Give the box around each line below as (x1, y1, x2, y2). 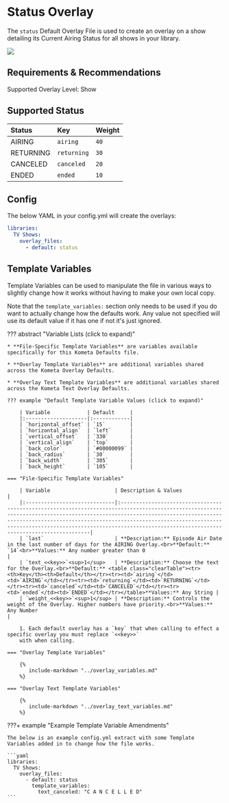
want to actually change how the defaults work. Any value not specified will (7, 309, 221, 317)
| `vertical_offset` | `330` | (19, 433, 134, 440)
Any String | (182, 589, 219, 596)
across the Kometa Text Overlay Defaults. (7, 385, 130, 392)
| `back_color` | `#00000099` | (19, 445, 134, 452)
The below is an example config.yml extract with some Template (7, 734, 195, 741)
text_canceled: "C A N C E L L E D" (37, 788, 143, 795)
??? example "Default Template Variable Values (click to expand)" (7, 397, 204, 404)
